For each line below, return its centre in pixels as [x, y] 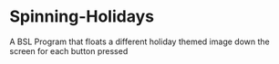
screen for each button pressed [69, 50]
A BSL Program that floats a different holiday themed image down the [140, 41]
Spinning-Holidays [82, 17]
